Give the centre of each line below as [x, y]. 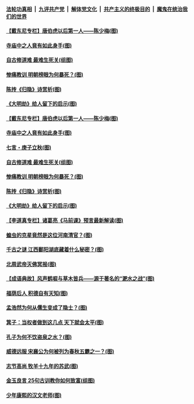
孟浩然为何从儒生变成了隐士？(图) [47, 308]
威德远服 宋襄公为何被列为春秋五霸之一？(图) [60, 352]
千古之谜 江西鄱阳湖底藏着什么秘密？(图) [55, 250]
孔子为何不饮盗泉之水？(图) [39, 337]
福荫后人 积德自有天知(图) [37, 293]
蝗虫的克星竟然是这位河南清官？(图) [49, 235]
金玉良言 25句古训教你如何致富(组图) [51, 380]
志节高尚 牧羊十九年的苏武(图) [42, 366]
